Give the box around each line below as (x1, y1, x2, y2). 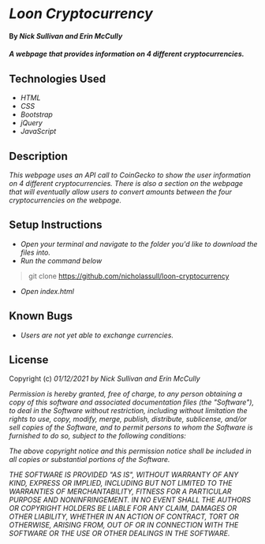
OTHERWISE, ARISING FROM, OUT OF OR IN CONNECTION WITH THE (9, 520, 239, 530)
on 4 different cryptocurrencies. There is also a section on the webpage (9, 179, 244, 188)
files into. (20, 248, 50, 257)
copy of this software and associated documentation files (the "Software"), (9, 397, 255, 407)
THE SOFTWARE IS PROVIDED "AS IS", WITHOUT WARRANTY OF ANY (9, 470, 239, 479)
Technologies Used (9, 72, 106, 85)
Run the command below (20, 255, 103, 265)
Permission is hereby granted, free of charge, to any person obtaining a (9, 389, 243, 399)
